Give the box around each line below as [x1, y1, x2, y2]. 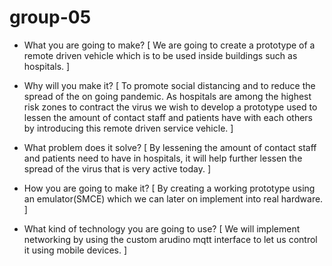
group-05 [9, 6, 92, 29]
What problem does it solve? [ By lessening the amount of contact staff [23, 141, 317, 153]
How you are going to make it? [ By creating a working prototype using [23, 182, 316, 194]
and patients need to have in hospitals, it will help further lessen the [23, 152, 303, 164]
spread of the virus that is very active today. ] [23, 162, 212, 175]
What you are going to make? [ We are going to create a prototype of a [23, 39, 316, 51]
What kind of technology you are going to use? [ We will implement [23, 222, 301, 235]
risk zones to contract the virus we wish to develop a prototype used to [23, 101, 318, 113]
